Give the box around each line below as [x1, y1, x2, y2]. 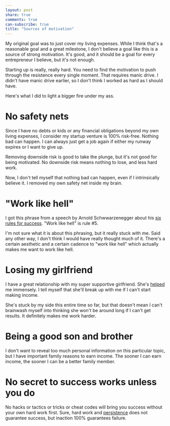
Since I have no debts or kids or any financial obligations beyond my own [5, 128, 159, 134]
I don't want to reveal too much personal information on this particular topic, [5, 347, 165, 353]
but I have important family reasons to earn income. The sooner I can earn [5, 353, 162, 359]
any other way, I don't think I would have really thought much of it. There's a [5, 235, 165, 242]
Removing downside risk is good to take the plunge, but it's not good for [5, 154, 157, 160]
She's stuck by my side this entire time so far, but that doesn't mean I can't [5, 302, 162, 308]
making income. [5, 292, 39, 298]
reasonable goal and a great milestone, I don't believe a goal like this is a [5, 46, 158, 52]
